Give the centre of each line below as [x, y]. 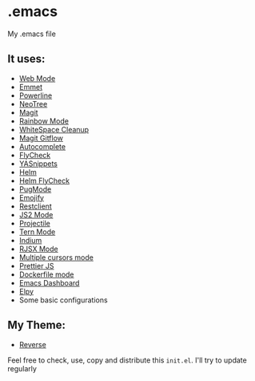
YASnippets [38, 164]
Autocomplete [42, 146]
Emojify [32, 197]
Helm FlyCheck [44, 180]
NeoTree [33, 103]
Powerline [36, 95]
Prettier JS [36, 265]
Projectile [35, 223]
